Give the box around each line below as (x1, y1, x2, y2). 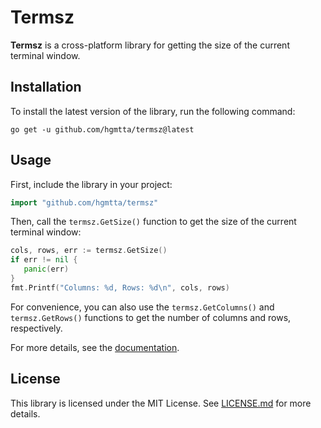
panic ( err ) (23, 264, 70, 275)
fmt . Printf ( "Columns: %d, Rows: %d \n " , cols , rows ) (10, 282, 230, 293)
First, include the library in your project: (10, 178, 173, 190)
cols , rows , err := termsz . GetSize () (10, 246, 168, 256)
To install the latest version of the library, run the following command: (10, 105, 296, 117)
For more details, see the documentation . (10, 341, 180, 353)
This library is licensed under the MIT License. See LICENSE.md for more (10, 397, 312, 409)
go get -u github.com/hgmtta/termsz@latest (10, 124, 195, 135)
